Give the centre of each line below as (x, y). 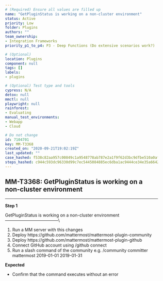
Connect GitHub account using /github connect (59, 245)
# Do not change (21, 135)
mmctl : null (17, 99)
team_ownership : (21, 37)
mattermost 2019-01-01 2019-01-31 (47, 255)
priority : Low (19, 23)
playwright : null (23, 104)
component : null (21, 64)
